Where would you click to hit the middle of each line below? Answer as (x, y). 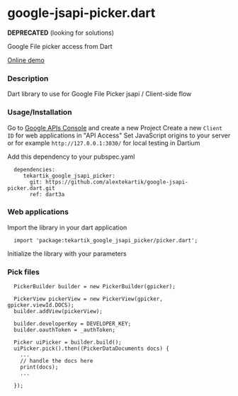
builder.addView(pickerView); (58, 312)
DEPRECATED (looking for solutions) (61, 33)
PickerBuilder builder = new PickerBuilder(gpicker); (95, 287)
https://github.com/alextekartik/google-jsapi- (117, 182)
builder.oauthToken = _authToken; (64, 330)
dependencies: (34, 169)
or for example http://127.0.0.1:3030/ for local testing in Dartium (104, 142)
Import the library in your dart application (67, 227)
